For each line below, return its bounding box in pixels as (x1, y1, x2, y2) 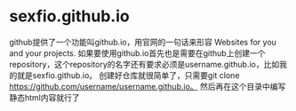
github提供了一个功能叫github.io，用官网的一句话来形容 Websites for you (9, 36, 277, 47)
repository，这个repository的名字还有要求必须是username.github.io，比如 (9, 59, 280, 69)
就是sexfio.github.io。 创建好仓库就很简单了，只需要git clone (16, 69, 240, 81)
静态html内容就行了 (9, 91, 80, 103)
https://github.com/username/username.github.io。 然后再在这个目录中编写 (9, 81, 286, 91)
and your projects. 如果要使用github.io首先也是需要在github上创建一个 (9, 47, 266, 59)
